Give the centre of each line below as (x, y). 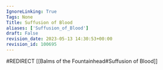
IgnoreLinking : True (32, 11)
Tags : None (20, 17)
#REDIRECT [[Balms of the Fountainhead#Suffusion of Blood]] (82, 61)
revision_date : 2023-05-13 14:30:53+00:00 (59, 39)
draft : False (22, 34)
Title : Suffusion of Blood (39, 22)
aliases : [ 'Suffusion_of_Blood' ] (47, 28)
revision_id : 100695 (32, 45)
